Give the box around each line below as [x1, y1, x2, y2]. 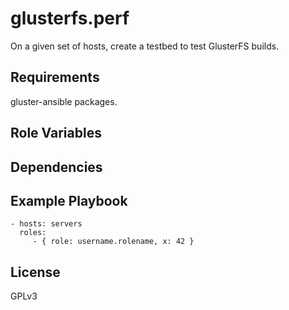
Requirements [10, 69, 100, 86]
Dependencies [10, 158, 103, 176]
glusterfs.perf [10, 7, 130, 30]
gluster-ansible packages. [10, 95, 118, 107]
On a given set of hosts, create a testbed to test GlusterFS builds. [10, 40, 280, 52]
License [10, 263, 61, 281]
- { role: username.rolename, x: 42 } [32, 237, 195, 247]
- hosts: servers [10, 219, 83, 229]
